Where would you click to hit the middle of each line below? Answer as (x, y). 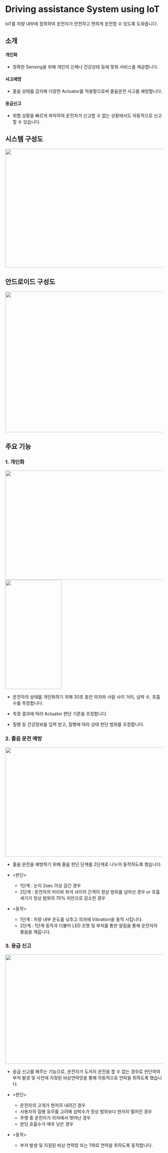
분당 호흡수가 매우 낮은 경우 (46, 1124)
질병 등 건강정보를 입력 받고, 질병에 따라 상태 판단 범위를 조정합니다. (78, 724)
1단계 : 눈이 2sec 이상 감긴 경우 (50, 885)
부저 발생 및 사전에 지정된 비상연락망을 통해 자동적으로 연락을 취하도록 (80, 1077)
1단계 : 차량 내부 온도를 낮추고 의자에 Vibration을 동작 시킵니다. (81, 919)
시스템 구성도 (24, 139)
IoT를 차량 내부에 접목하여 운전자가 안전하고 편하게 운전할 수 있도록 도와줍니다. (82, 23)
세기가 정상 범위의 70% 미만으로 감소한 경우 (63, 898)
